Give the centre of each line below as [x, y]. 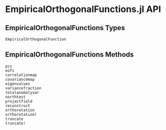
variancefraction [23, 88]
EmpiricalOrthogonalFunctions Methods [70, 54]
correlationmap [21, 75]
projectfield [19, 101]
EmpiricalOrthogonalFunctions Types [65, 28]
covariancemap [20, 79]
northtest [16, 97]
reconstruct [18, 106]
